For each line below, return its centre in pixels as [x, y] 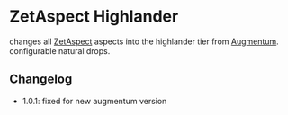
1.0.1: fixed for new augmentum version [94, 101]
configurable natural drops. [60, 50]
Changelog [41, 80]
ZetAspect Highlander [94, 17]
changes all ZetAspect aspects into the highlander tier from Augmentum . [144, 41]
